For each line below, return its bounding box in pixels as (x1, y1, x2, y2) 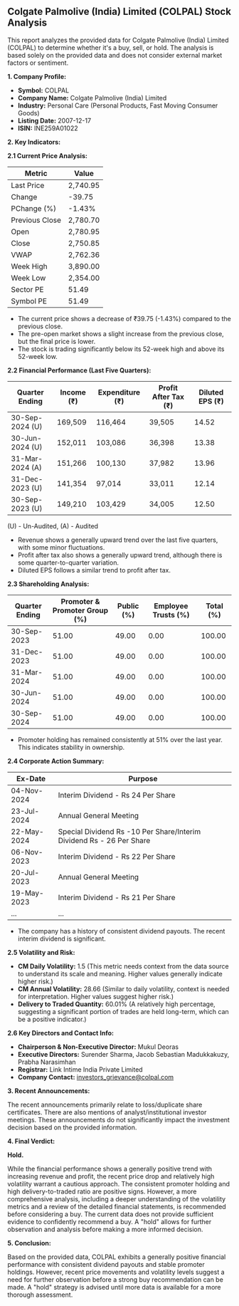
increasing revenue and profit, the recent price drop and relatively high (7, 1171, 215, 1181)
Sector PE (11, 284, 44, 294)
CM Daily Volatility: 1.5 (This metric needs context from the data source (17, 961, 229, 971)
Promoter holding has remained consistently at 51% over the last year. (17, 735, 223, 743)
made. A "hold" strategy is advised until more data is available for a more (7, 1283, 221, 1291)
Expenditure (97, 387, 141, 397)
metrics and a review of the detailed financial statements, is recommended (7, 1202, 226, 1211)
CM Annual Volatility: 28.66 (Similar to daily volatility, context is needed (17, 984, 230, 993)
